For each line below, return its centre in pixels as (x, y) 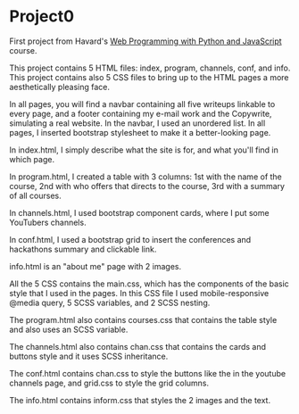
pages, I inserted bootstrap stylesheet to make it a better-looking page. (140, 132)
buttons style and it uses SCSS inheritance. (89, 356)
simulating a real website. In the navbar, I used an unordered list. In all (137, 123)
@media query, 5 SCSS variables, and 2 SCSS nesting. (110, 302)
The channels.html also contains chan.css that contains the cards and (137, 346)
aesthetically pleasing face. (59, 87)
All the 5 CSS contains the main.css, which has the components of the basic (149, 284)
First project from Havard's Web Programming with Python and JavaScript (146, 41)
